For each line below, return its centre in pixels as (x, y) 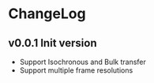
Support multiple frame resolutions (76, 70)
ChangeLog (47, 14)
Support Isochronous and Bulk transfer (83, 62)
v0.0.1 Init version (53, 43)
